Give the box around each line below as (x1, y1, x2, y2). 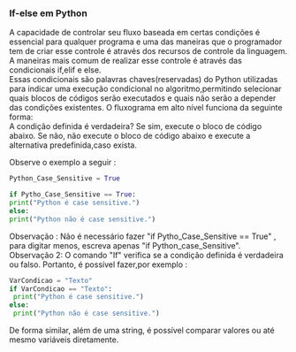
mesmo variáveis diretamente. (9, 334, 119, 345)
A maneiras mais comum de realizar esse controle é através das (9, 56, 243, 66)
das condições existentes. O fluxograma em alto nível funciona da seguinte (9, 103, 283, 113)
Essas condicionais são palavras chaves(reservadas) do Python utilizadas (9, 74, 278, 85)
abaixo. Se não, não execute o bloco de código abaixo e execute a (9, 131, 251, 142)
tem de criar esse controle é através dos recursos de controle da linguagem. (9, 46, 288, 57)
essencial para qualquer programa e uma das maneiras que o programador (9, 36, 283, 47)
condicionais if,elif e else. (9, 65, 102, 75)
